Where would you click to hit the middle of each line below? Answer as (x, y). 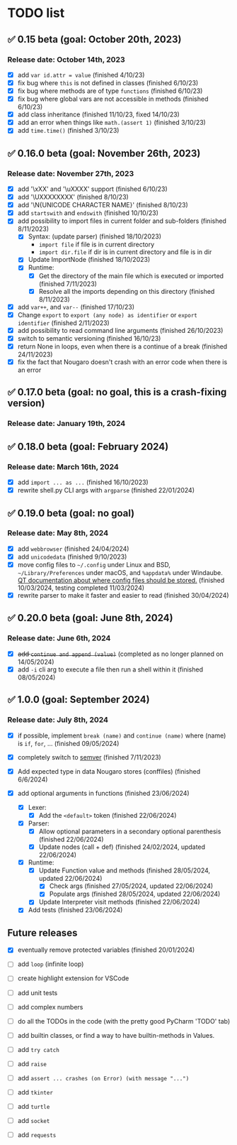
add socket (34, 1121)
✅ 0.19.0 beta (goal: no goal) (71, 513)
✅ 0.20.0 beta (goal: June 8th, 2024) (90, 618)
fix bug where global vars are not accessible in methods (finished (113, 99)
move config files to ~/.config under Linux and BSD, (94, 564)
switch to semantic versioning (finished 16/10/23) (89, 338)
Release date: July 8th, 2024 (58, 720)
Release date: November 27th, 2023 (71, 173)
